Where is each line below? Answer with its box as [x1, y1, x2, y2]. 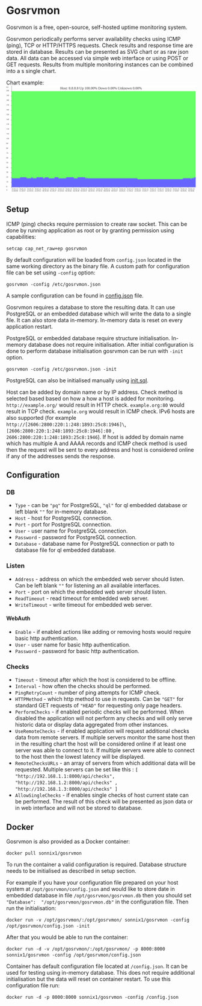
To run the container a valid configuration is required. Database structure [6, 861, 187, 868]
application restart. [6, 323, 53, 330]
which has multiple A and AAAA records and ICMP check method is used [6, 440, 188, 447]
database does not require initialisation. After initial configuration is [28, 341, 194, 348]
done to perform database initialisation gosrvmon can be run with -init [6, 347, 183, 355]
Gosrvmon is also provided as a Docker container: [6, 838, 130, 845]
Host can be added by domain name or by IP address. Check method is [6, 388, 183, 396]
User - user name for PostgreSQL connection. [14, 527, 128, 534]
